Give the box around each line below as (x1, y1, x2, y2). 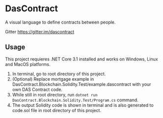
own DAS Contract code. (12, 87, 63, 92)
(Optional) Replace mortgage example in (12, 76, 94, 82)
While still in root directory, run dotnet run (12, 91, 98, 97)
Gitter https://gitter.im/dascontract (5, 29, 75, 34)
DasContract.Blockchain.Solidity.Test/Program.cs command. (12, 97, 138, 103)
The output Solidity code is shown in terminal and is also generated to (12, 102, 154, 108)
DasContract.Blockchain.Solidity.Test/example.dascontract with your (12, 81, 151, 87)
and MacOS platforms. (5, 61, 51, 67)
